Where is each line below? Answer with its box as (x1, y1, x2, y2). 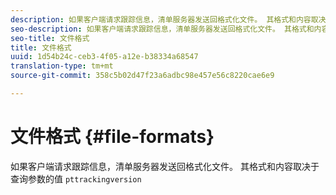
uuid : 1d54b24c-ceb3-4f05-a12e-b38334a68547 (10, 52, 199, 62)
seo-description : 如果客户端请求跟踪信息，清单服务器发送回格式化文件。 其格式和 (10, 24, 315, 34)
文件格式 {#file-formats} (10, 126, 215, 148)
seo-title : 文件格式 (10, 33, 90, 43)
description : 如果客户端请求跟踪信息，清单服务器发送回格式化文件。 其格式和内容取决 (10, 14, 327, 25)
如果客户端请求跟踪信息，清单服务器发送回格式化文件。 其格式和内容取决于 (10, 160, 320, 172)
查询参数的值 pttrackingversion (10, 172, 142, 185)
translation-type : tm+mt (10, 61, 114, 71)
